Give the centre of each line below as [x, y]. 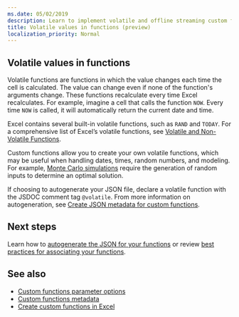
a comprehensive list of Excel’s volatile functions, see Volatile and [103, 132]
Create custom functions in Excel [66, 306]
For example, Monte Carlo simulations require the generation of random [112, 168]
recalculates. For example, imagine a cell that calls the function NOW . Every [116, 103]
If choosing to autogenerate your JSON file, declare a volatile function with [117, 189]
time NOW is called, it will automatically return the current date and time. [111, 110]
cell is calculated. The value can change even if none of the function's [110, 88]
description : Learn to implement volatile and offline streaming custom [117, 21]
